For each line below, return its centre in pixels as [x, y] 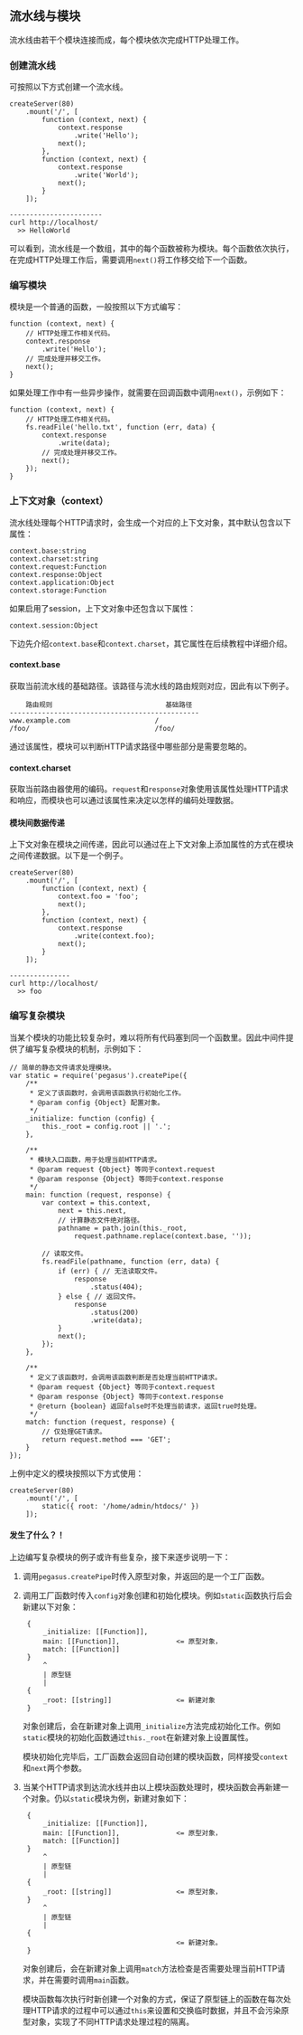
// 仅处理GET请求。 [74, 1432]
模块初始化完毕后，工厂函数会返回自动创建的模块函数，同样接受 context [155, 1756]
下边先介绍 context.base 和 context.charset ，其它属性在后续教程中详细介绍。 [151, 643]
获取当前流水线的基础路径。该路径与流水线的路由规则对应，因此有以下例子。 [151, 686]
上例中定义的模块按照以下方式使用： [77, 1473]
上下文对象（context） [59, 501]
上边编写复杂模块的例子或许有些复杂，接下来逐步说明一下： [120, 1557]
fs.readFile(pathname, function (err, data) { [131, 1261]
